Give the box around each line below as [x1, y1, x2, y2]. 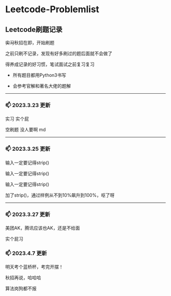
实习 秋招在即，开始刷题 [5, 40, 54, 45]
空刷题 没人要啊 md [5, 126, 46, 133]
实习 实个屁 [5, 116, 29, 122]
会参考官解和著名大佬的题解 [12, 83, 71, 89]
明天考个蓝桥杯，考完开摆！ [5, 264, 64, 270]
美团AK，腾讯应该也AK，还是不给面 [5, 225, 80, 231]
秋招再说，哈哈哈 [5, 275, 41, 281]
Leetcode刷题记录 [5, 25, 63, 34]
